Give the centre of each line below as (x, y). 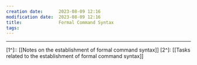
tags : (13, 28)
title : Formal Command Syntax (60, 22)
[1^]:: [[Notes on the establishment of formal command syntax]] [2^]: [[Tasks (98, 50)
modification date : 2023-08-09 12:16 (53, 17)
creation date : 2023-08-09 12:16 (53, 11)
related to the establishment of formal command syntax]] (75, 56)
